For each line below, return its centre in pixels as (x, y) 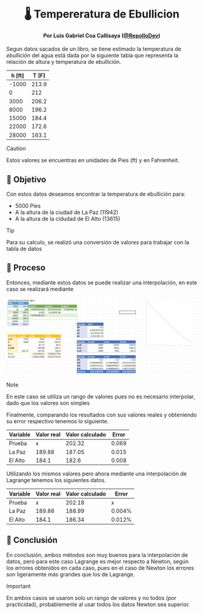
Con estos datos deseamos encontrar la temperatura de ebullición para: (96, 194)
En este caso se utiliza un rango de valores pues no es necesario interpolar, (101, 396)
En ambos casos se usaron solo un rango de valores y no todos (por (92, 598)
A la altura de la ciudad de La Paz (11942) (67, 212)
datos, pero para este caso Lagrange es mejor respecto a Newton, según (98, 561)
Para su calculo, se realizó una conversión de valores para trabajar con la (98, 242)
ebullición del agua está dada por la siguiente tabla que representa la (92, 55)
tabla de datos (24, 249)
